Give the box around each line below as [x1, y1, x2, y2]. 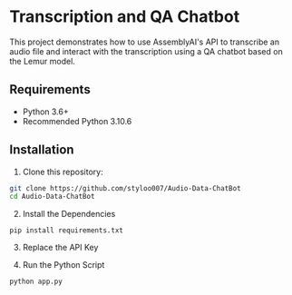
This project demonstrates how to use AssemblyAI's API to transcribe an [9, 36, 279, 47]
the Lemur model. [9, 55, 75, 66]
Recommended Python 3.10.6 [22, 115, 132, 126]
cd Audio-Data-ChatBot [9, 192, 95, 202]
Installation [9, 143, 74, 158]
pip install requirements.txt [9, 226, 124, 235]
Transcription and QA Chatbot [9, 6, 240, 27]
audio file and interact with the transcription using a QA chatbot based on [9, 45, 283, 56]
